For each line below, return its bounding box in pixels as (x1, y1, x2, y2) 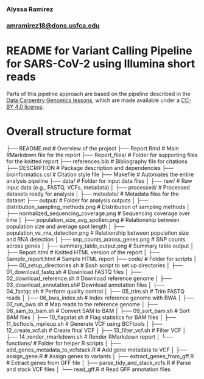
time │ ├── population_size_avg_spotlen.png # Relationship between (6, 216, 180, 223)
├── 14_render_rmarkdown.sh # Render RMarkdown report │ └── (6, 333, 174, 340)
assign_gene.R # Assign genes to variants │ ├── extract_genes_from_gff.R (6, 352, 194, 359)
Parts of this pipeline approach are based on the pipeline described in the (6, 90, 191, 97)
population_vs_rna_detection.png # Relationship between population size (6, 229, 189, 237)
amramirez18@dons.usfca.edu (6, 21, 100, 29)
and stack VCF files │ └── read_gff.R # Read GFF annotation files (6, 366, 171, 373)
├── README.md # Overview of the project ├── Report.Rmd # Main (6, 144, 180, 152)
